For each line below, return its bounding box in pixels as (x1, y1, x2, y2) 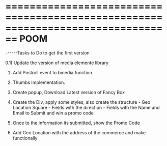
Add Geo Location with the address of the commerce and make (12, 129, 146, 135)
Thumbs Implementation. (12, 79, 65, 85)
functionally (12, 135, 38, 141)
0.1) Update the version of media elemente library (5, 60, 108, 66)
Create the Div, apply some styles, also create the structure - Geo (12, 99, 151, 105)
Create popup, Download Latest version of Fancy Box (12, 89, 125, 95)
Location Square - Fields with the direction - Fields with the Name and (12, 104, 160, 110)
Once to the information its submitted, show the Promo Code (12, 120, 140, 126)
